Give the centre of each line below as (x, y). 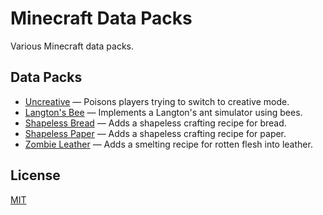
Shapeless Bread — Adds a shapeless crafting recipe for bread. (155, 123)
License (35, 175)
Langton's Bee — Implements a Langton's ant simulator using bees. (163, 112)
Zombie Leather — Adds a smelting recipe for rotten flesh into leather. (168, 144)
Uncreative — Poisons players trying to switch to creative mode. (157, 101)
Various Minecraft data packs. (72, 46)
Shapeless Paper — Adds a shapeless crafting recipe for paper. (155, 133)
